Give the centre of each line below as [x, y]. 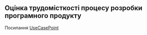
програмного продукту [43, 16]
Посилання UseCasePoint [32, 28]
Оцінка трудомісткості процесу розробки [74, 8]
